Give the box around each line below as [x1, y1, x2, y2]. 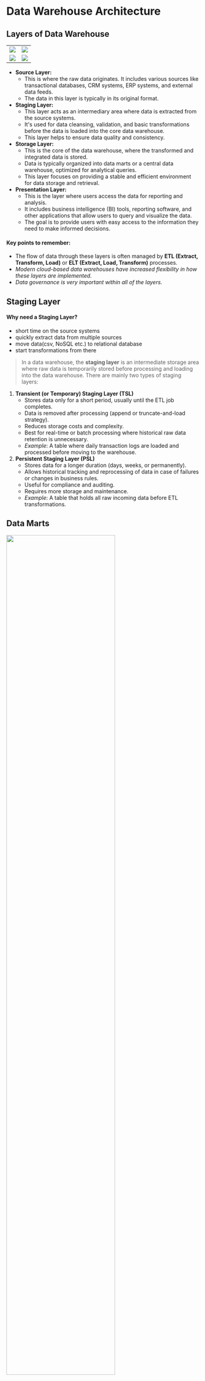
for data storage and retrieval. [24, 180, 100, 186]
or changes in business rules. [24, 474, 99, 482]
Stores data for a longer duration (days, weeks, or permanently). [24, 461, 187, 469]
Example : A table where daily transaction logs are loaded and [24, 442, 179, 449]
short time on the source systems [15, 327, 100, 335]
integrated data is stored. [24, 153, 88, 161]
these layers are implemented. [15, 272, 92, 279]
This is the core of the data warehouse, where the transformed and [24, 147, 194, 154]
